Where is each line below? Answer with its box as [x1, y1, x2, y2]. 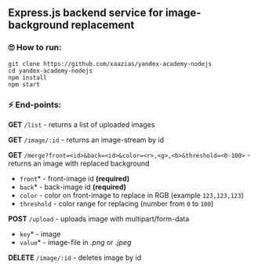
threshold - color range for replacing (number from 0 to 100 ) [19, 199, 214, 208]
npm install [8, 74, 47, 82]
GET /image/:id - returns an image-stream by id [8, 135, 165, 144]
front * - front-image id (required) [19, 173, 130, 183]
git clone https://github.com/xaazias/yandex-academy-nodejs [8, 60, 213, 67]
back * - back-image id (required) [19, 182, 127, 192]
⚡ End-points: [8, 99, 62, 110]
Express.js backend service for [8, 6, 163, 20]
